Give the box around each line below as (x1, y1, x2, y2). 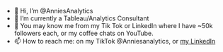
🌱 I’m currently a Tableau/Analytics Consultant (13, 14, 149, 22)
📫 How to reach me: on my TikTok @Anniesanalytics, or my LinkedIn (13, 37, 216, 45)
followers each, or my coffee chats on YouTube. (13, 29, 154, 37)
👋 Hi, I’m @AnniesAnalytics (13, 7, 93, 15)
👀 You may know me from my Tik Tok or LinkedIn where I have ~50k (13, 22, 213, 30)
